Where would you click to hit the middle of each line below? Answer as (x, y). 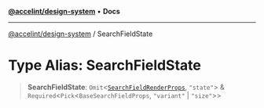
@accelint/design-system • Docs (64, 11)
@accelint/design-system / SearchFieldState (81, 34)
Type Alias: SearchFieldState (105, 65)
